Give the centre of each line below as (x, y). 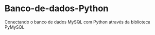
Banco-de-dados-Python (57, 9)
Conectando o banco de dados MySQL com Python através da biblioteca (77, 22)
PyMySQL (15, 27)
